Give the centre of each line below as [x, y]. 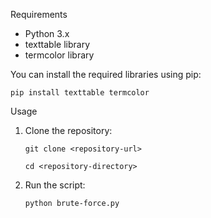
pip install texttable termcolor [80, 93]
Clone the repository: [68, 130]
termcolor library [59, 55]
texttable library [57, 44]
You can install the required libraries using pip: [106, 74]
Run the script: [55, 185]
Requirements [39, 14]
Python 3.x [47, 33]
